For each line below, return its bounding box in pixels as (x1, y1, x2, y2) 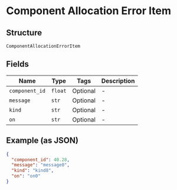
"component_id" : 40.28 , (11, 156, 70, 163)
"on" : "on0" (11, 173, 41, 179)
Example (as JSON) (6, 136, 78, 146)
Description (101, 77, 135, 85)
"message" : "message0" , (11, 162, 70, 168)
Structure (6, 28, 42, 38)
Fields (6, 59, 29, 69)
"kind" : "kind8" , (11, 168, 54, 173)
